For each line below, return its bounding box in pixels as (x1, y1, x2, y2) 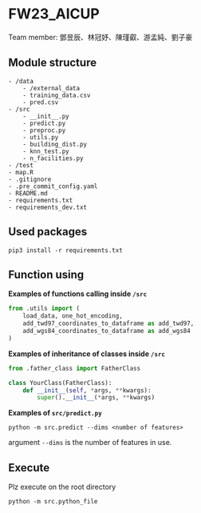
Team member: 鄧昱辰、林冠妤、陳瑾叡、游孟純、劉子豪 (8, 32, 193, 42)
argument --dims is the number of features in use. (8, 438, 172, 447)
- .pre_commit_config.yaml (8, 182, 98, 190)
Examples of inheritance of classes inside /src (8, 349, 166, 359)
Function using (8, 267, 85, 281)
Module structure (8, 56, 97, 70)
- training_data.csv (22, 91, 91, 99)
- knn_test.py (22, 147, 69, 155)
